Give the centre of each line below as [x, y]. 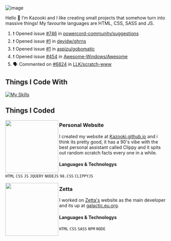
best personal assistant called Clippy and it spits [110, 147]
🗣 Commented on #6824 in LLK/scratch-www [62, 64]
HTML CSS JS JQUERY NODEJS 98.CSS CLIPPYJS [49, 176]
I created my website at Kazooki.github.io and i [108, 136]
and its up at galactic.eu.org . [89, 205]
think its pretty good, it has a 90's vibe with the [109, 142]
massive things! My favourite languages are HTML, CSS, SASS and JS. [80, 23]
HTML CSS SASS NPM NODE [82, 229]
